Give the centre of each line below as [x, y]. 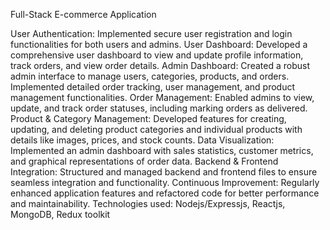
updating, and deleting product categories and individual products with [156, 129]
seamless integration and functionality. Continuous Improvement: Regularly [165, 182]
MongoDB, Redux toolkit [60, 214]
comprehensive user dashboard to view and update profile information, [157, 55]
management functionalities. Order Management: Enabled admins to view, [162, 97]
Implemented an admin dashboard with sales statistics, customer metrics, [162, 150]
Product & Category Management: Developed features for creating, [148, 118]
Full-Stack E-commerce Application [83, 14]
